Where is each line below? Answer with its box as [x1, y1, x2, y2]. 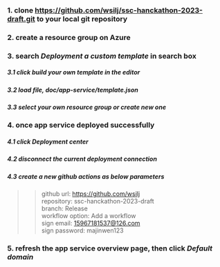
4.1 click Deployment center [7, 137, 89, 146]
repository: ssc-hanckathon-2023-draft [41, 197, 154, 206]
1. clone [7, 6, 33, 15]
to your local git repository [37, 14, 128, 23]
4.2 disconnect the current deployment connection [7, 155, 158, 164]
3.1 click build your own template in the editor [7, 68, 140, 77]
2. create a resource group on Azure [7, 32, 131, 42]
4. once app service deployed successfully [7, 120, 155, 130]
